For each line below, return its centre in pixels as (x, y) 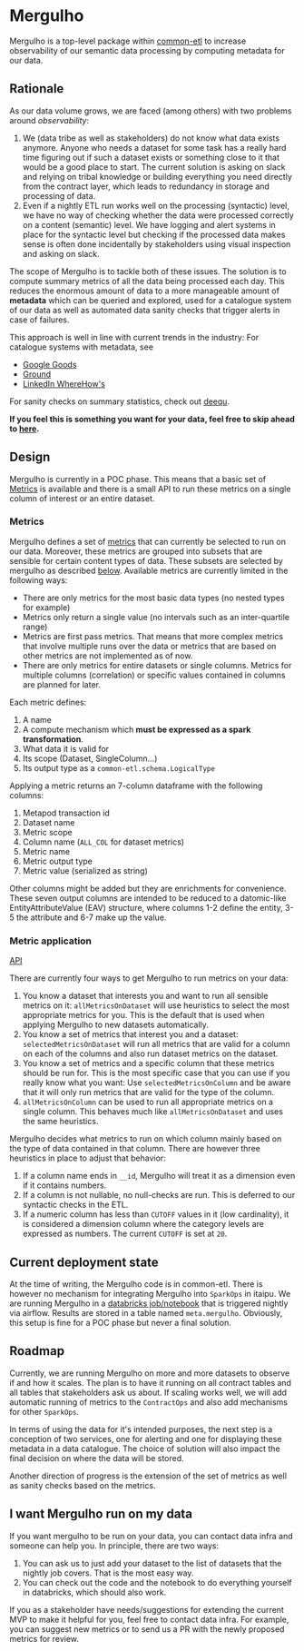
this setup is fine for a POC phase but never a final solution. (120, 1322)
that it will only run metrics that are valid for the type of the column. (148, 1092)
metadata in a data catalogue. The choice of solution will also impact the (145, 1448)
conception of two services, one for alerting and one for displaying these (146, 1438)
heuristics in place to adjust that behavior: (88, 1158)
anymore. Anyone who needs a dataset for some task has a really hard (154, 147)
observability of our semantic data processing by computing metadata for (147, 50)
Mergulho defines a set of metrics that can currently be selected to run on (147, 541)
